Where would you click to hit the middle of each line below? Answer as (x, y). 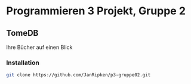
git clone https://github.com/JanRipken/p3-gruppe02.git (78, 75)
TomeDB (22, 33)
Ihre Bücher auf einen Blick (39, 47)
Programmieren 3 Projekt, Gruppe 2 (96, 11)
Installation (23, 63)
